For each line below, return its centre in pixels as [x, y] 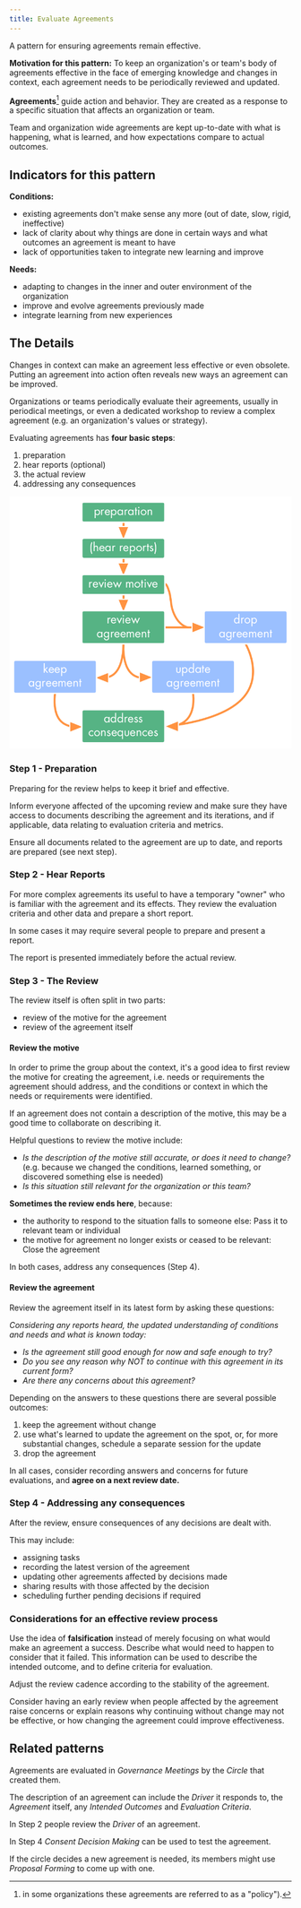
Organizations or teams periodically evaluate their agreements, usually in [144, 401]
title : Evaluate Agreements [62, 19]
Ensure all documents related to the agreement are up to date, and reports [146, 842]
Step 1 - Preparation [53, 769]
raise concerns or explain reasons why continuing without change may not [147, 1711]
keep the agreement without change [89, 1424]
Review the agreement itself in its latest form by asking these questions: [142, 1308]
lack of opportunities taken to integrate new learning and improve [143, 252]
